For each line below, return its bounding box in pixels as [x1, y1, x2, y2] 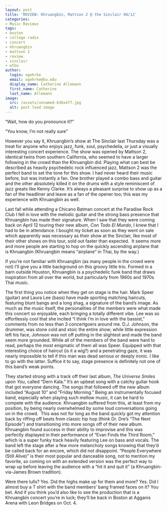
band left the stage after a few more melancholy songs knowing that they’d [5, 442, 159, 448]
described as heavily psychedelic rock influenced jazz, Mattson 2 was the [5, 164, 157, 170]
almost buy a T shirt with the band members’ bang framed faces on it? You [5, 484, 159, 490]
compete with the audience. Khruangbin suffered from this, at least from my [5, 400, 161, 405]
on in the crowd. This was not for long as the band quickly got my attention [5, 410, 161, 416]
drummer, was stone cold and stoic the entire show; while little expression [5, 326, 157, 332]
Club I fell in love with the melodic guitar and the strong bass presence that [5, 211, 160, 217]
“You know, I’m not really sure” [5, 128, 68, 134]
